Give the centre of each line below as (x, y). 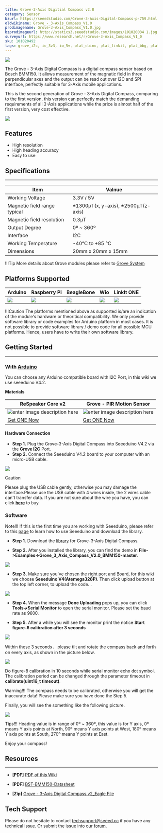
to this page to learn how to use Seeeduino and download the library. (74, 531)
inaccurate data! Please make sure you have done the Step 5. (66, 695)
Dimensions (21, 251)
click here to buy (22, 503)
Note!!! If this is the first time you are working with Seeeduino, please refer (79, 526)
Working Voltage (26, 198)
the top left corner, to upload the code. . (52, 584)
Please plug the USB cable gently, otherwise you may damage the (71, 487)
